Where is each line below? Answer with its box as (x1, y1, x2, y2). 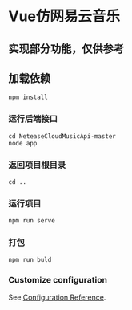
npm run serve (8, 217, 56, 225)
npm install (8, 93, 48, 101)
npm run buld (8, 255, 52, 263)
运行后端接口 (8, 113, 58, 124)
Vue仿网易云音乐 (8, 7, 121, 26)
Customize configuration (8, 274, 108, 285)
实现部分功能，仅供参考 (8, 42, 124, 55)
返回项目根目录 (8, 159, 66, 170)
